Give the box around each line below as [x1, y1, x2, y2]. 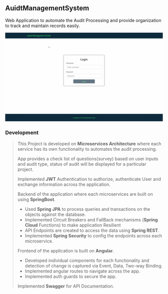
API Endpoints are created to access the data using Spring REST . [24, 227, 159, 233]
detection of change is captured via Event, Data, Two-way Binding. [24, 262, 163, 268]
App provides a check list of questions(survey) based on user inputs [17, 155, 158, 162]
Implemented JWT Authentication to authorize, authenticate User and [17, 176, 161, 182]
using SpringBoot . [17, 196, 56, 202]
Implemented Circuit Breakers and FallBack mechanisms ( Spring [24, 216, 158, 222]
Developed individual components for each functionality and [24, 257, 149, 263]
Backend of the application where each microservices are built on [17, 191, 153, 197]
